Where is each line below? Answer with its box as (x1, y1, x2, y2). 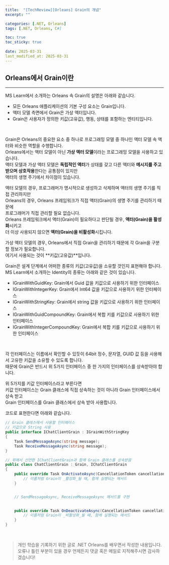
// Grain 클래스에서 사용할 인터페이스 (5, 420, 75, 425)
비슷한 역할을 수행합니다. (14, 143, 63, 149)
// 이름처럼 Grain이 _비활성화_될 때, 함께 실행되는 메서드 (23, 513, 131, 518)
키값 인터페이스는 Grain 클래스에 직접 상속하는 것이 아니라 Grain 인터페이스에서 (5, 387, 160, 393)
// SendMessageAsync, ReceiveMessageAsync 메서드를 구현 (14, 494, 130, 499)
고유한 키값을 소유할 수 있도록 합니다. (10, 357, 83, 363)
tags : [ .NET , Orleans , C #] (5, 26, 62, 31)
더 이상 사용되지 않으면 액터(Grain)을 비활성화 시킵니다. (5, 229, 113, 235)
